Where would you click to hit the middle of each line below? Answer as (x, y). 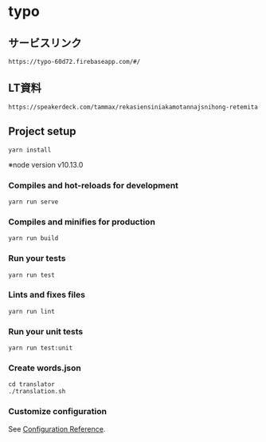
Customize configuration (58, 412)
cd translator (32, 385)
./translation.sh (37, 392)
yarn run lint (32, 311)
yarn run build (33, 239)
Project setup (43, 131)
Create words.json (45, 368)
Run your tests (37, 258)
